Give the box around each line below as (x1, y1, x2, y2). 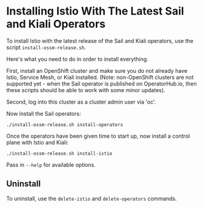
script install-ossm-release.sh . (6, 44, 86, 51)
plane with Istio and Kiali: (6, 138, 68, 146)
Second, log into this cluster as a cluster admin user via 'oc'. (6, 98, 156, 106)
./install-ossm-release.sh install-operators (6, 121, 123, 128)
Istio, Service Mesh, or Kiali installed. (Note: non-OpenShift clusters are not (6, 73, 194, 81)
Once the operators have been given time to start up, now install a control (6, 132, 190, 139)
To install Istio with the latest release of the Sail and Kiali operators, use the (6, 37, 194, 44)
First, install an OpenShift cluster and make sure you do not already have (6, 67, 188, 74)
